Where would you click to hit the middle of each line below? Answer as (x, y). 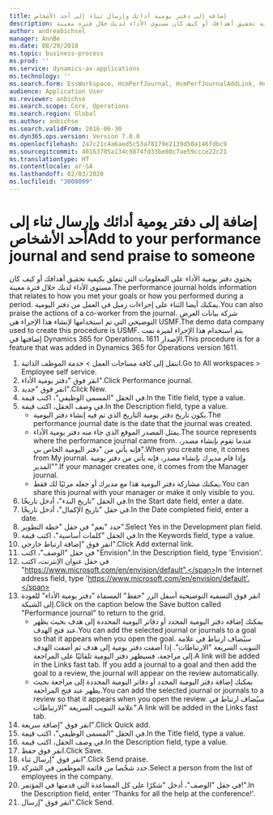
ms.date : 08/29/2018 (44, 46)
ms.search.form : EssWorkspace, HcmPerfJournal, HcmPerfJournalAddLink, (132, 83)
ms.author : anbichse (44, 122)
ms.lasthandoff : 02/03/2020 (57, 174)
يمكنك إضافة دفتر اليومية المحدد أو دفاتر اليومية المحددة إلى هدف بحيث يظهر (148, 621)
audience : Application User (57, 91)
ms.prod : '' (29, 62)
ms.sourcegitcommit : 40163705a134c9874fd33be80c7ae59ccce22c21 (118, 151)
